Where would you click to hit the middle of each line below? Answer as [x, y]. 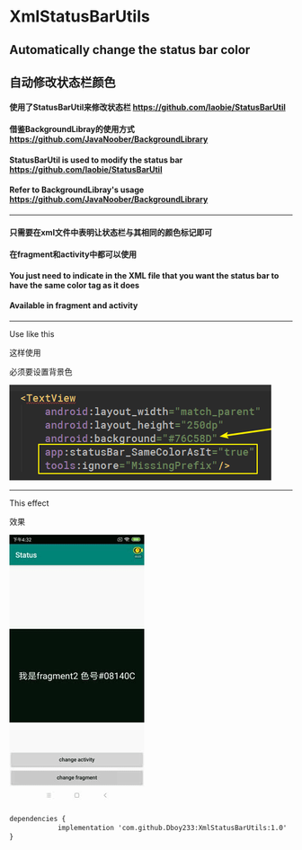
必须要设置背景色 [41, 371]
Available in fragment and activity [74, 305]
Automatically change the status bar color [130, 50]
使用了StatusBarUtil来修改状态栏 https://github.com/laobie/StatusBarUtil [147, 107]
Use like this [32, 333]
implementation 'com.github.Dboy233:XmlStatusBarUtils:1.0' [172, 828]
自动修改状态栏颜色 [62, 82]
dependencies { [38, 819]
